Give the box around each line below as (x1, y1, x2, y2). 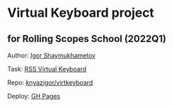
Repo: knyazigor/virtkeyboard (7, 78, 94, 87)
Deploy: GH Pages (7, 92, 60, 100)
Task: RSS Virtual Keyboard (7, 65, 86, 73)
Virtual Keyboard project (7, 5, 155, 21)
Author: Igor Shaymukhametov (7, 51, 96, 59)
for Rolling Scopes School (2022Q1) (7, 33, 167, 45)
